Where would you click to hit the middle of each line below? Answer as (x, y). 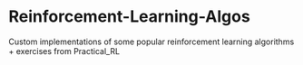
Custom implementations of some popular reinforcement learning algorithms (151, 42)
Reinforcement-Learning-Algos (129, 17)
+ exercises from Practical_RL (64, 51)
